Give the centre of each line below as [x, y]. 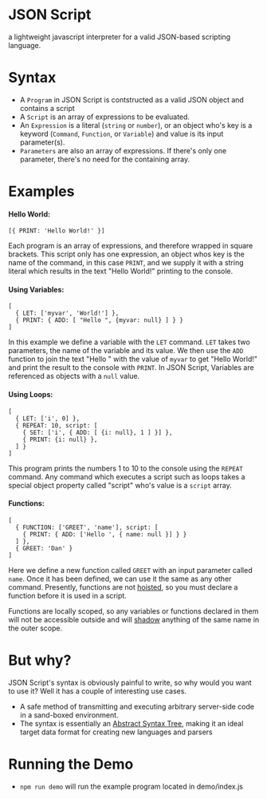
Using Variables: [36, 289]
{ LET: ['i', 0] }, [48, 418]
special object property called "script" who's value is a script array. [120, 485]
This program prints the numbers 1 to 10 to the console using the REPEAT [126, 468]
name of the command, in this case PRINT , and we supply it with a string [126, 263]
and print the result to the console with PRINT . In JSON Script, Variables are [131, 368]
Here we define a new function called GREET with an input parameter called [130, 570]
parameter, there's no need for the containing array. [105, 159]
